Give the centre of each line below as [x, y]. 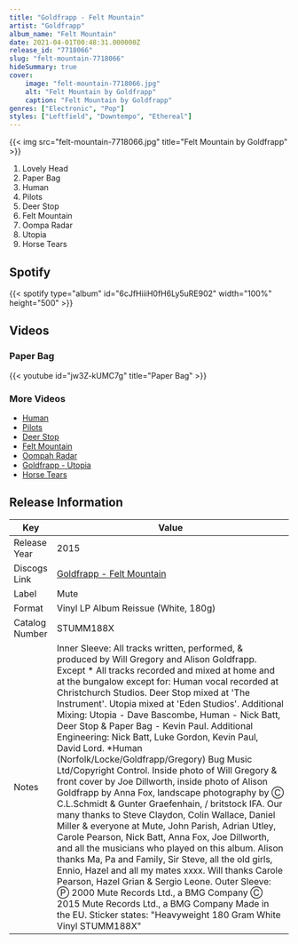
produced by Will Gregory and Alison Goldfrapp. [157, 659]
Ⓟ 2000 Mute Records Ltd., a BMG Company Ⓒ [160, 892]
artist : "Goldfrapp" [47, 26]
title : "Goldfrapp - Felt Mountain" [77, 17]
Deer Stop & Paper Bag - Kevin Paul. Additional [155, 725]
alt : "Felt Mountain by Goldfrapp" [91, 92]
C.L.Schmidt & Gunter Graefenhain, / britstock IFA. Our [169, 804]
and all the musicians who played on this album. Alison [170, 848]
